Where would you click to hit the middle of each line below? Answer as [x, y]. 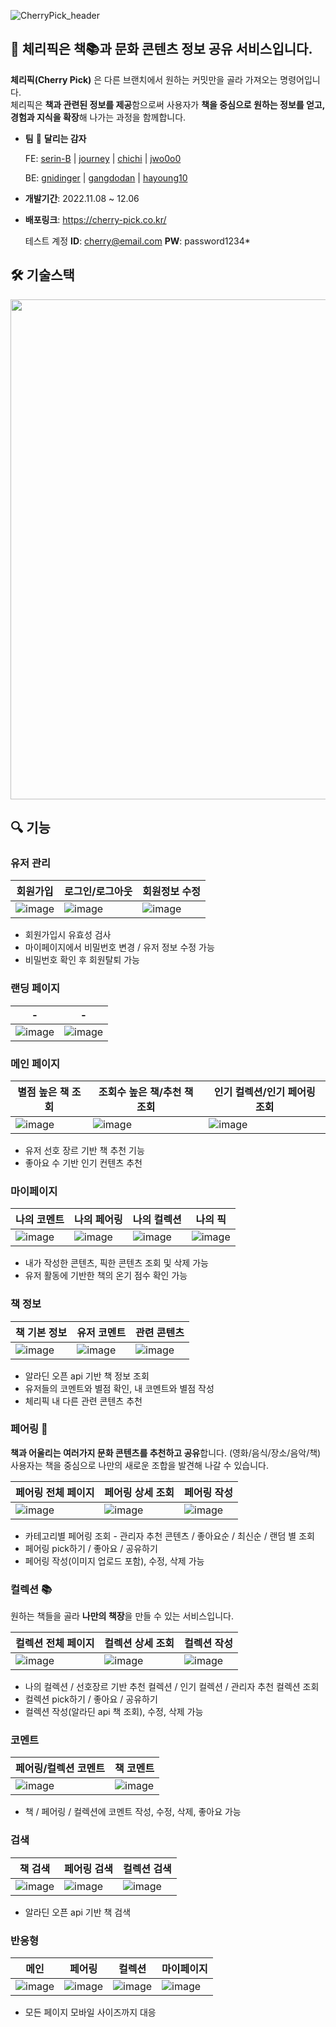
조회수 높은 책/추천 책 [146, 1092]
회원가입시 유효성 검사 [68, 935]
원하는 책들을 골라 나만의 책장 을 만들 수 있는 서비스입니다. [122, 1616]
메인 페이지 [35, 1063]
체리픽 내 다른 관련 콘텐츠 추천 [83, 1401]
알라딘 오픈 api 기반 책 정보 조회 [87, 1376]
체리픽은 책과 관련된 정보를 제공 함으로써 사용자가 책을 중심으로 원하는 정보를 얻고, [167, 104]
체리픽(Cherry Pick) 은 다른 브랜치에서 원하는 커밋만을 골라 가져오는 [144, 79]
